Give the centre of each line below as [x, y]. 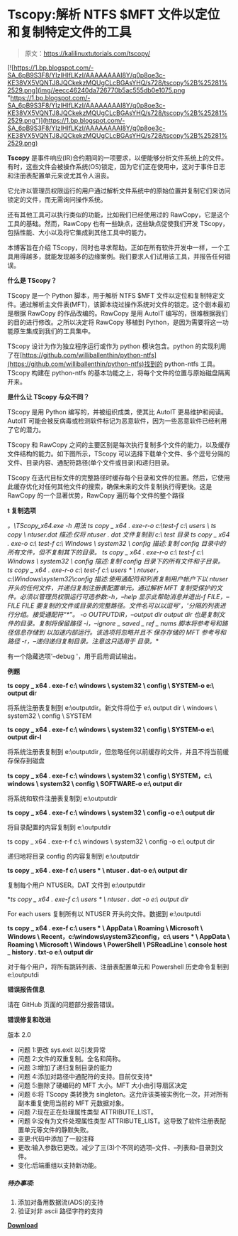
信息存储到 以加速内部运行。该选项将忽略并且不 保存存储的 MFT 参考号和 [120, 632]
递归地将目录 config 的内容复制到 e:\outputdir [73, 856]
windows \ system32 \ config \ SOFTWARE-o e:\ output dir [95, 783]
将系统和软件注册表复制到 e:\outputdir [63, 798]
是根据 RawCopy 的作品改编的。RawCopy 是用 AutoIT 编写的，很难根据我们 [118, 313]
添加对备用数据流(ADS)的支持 [61, 1202]
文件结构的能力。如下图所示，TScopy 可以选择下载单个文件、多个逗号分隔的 [119, 453]
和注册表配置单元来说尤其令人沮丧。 [60, 176]
